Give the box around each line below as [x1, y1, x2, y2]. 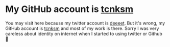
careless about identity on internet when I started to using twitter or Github [5, 30, 162, 36]
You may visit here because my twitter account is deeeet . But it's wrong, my [5, 20, 165, 26]
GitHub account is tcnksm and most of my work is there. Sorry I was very [5, 25, 159, 31]
